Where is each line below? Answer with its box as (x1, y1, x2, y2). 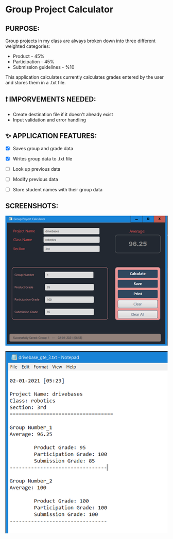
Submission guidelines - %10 (12, 64, 75, 70)
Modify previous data (12, 176, 58, 182)
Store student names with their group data (12, 186, 103, 192)
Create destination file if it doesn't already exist (12, 111, 113, 117)
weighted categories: (5, 43, 50, 49)
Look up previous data (12, 166, 61, 172)
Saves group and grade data (12, 145, 74, 151)
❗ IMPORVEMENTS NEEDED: (5, 95, 96, 104)
